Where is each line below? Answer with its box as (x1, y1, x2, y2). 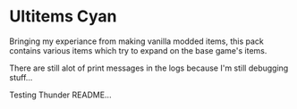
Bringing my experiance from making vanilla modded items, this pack (9, 36, 264, 46)
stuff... (9, 71, 33, 82)
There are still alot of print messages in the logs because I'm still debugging (9, 63, 289, 73)
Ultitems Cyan (9, 6, 118, 27)
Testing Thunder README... (9, 89, 112, 100)
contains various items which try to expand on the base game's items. (9, 45, 267, 55)
